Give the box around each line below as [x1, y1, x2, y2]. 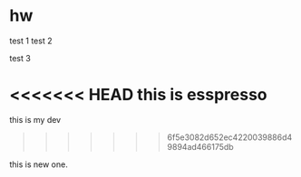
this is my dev [9, 114, 62, 125]
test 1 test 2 [9, 35, 53, 46]
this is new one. [9, 159, 68, 170]
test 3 [9, 52, 32, 63]
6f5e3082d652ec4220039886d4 [167, 132, 293, 143]
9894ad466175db [167, 141, 234, 152]
